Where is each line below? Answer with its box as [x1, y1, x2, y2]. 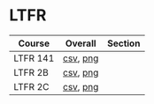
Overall [65, 37, 96, 49]
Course [18, 37, 50, 49]
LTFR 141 [13, 52, 55, 64]
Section [107, 37, 141, 49]
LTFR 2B [13, 66, 49, 78]
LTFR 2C [13, 80, 50, 93]
